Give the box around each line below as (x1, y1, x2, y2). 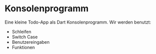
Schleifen (11, 28, 32, 34)
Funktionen (11, 44, 35, 50)
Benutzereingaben (11, 39, 50, 45)
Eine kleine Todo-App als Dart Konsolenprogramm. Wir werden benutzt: (4, 19, 152, 25)
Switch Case (11, 34, 38, 40)
